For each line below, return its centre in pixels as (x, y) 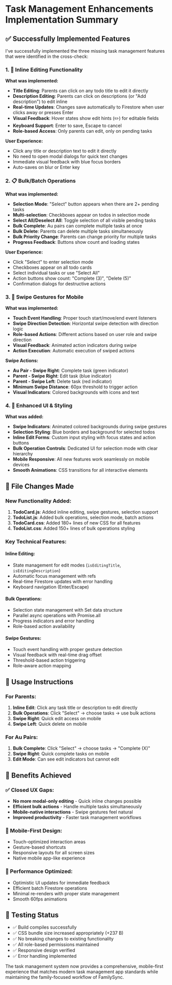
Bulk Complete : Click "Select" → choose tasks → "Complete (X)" (81, 748)
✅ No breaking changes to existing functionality (63, 939)
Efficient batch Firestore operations (50, 888)
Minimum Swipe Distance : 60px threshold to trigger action (75, 387)
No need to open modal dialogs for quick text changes (70, 156)
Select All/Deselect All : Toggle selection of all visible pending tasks (84, 220)
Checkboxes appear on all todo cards (52, 267)
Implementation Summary (62, 20)
